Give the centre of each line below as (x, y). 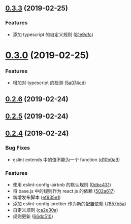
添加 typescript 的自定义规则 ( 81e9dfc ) (53, 34)
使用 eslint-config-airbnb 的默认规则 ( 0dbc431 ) (62, 184)
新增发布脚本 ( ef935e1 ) (37, 197)
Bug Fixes (18, 148)
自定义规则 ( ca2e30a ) (35, 210)
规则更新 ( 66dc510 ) (33, 216)
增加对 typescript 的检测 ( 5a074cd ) (49, 83)
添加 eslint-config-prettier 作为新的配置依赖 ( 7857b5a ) (69, 203)
